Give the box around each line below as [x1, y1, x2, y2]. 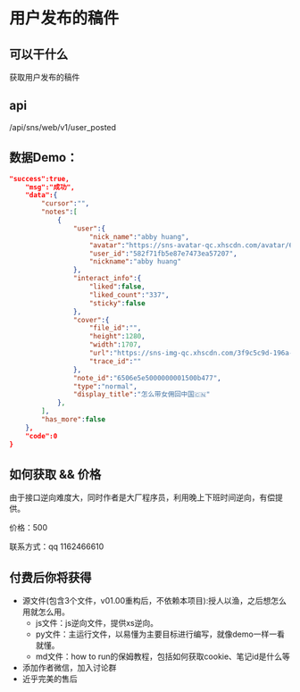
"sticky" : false [88, 298, 146, 308]
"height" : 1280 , [88, 332, 146, 341]
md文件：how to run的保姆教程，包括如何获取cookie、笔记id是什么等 [35, 651, 290, 662]
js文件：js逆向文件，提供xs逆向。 [35, 618, 159, 629]
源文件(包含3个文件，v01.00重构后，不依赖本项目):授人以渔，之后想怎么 [21, 596, 287, 606]
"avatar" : [88, 240, 126, 250]
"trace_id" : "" [88, 356, 142, 366]
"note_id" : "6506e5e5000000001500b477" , [72, 373, 221, 382]
